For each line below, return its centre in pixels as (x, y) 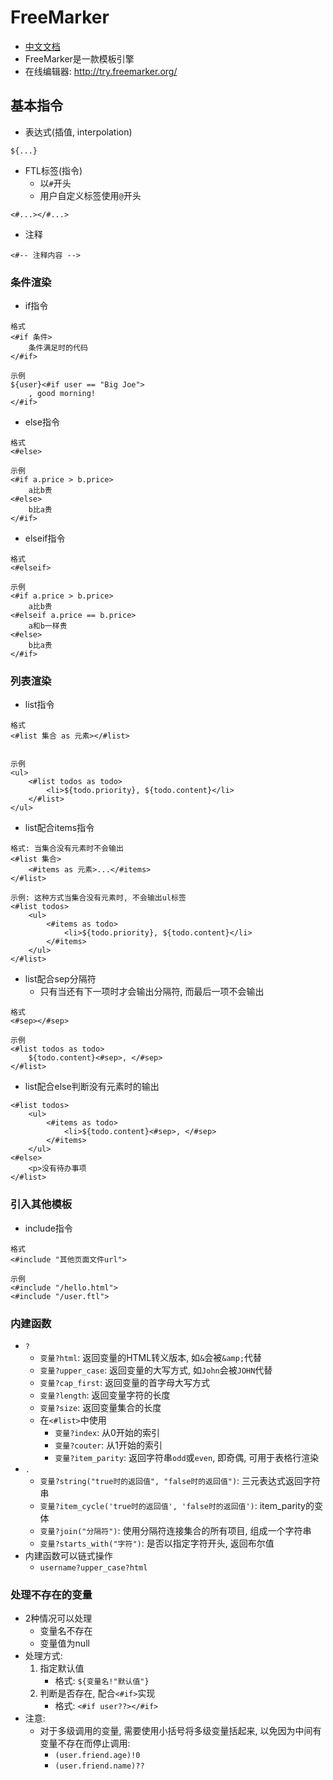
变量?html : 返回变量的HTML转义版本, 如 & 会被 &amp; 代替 (151, 1357)
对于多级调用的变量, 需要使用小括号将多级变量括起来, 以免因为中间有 (180, 1731)
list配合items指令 (59, 828)
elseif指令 (45, 538)
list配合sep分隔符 (60, 979)
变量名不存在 (66, 1631)
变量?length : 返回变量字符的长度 (105, 1395)
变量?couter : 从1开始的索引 (108, 1445)
